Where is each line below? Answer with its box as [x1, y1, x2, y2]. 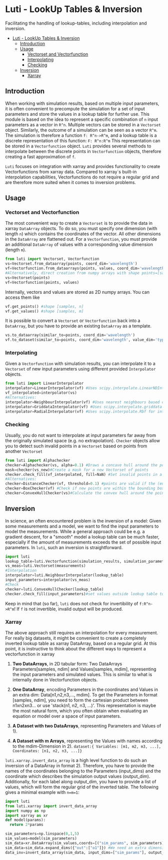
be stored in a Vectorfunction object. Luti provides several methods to [5, 143, 151, 149]
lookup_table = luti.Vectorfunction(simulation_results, [5, 559, 122, 564]
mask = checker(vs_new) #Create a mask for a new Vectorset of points [5, 467, 149, 472]
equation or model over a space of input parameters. [12, 713, 121, 719]
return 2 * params [9, 822, 43, 827]
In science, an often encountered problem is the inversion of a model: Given [5, 518, 161, 524]
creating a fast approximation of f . [5, 153, 76, 159]
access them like [5, 294, 40, 300]
